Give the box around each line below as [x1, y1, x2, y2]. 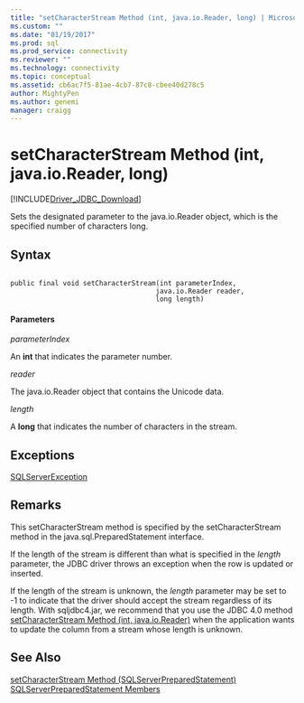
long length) [155, 295, 205, 304]
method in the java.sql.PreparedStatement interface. [10, 530, 205, 542]
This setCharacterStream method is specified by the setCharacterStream [10, 521, 281, 532]
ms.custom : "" [10, 22, 64, 31]
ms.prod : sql [10, 38, 60, 48]
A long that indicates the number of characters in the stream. [10, 421, 238, 432]
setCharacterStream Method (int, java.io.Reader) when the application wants [10, 614, 295, 624]
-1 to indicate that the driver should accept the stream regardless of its [10, 595, 272, 605]
